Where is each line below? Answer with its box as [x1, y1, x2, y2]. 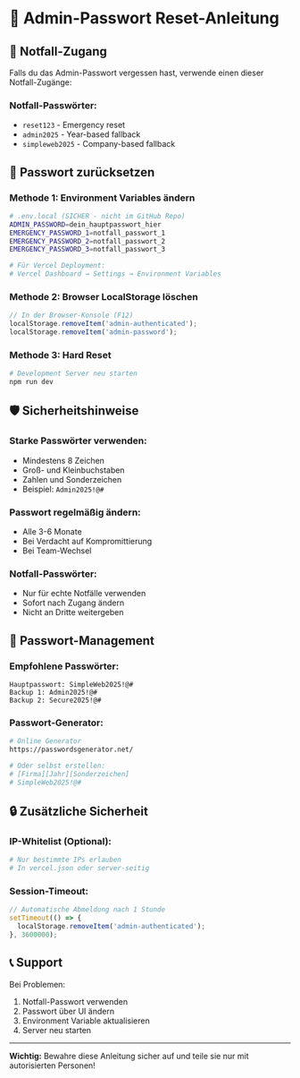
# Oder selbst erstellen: [9, 761, 105, 771]
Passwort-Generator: [9, 716, 104, 729]
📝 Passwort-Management [9, 633, 154, 648]
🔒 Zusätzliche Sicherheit [9, 804, 149, 819]
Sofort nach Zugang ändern [21, 597, 125, 608]
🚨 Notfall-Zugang [9, 44, 107, 59]
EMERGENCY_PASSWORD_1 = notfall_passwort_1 [9, 228, 166, 237]
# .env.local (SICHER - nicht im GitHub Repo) [9, 211, 186, 220]
